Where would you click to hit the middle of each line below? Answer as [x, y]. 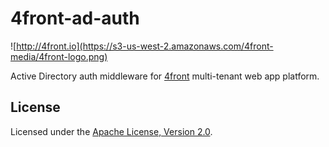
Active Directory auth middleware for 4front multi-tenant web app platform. [165, 76]
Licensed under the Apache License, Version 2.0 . [111, 131]
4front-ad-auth [75, 18]
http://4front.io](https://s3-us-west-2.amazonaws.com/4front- [145, 46]
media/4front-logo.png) [59, 56]
